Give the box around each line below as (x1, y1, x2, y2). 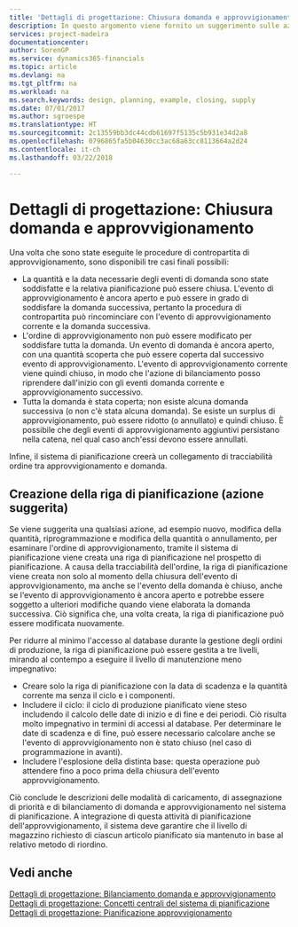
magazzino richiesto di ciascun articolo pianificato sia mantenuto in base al (9, 830, 284, 841)
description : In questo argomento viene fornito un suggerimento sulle (9, 21, 279, 30)
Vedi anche (9, 865, 74, 880)
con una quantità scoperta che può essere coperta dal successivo (21, 350, 264, 360)
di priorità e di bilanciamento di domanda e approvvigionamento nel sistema (9, 802, 286, 813)
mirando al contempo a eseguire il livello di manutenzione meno (9, 654, 242, 665)
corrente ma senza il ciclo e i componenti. (21, 690, 176, 701)
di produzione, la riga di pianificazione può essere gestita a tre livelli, (9, 645, 260, 656)
